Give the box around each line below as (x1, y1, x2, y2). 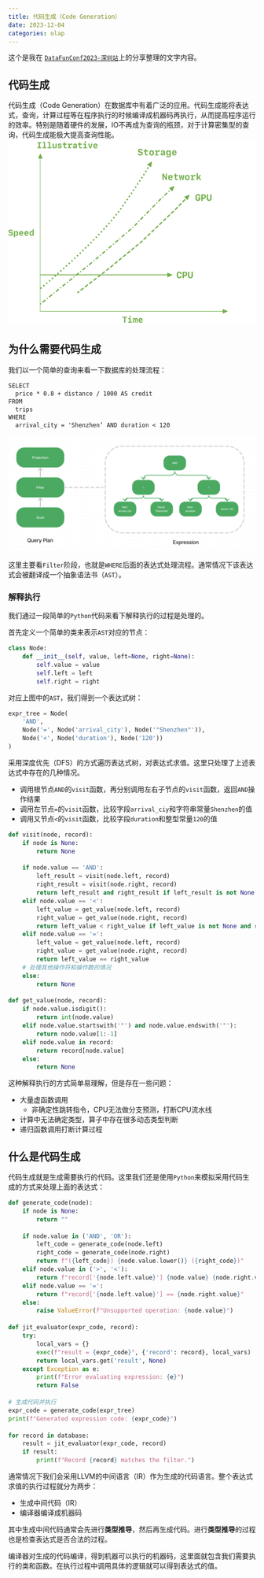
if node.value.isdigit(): (22, 1005, 108, 1013)
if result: (22, 1448, 58, 1456)
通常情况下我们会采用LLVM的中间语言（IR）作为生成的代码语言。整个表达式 (8, 1472, 253, 1481)
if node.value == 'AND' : (22, 864, 104, 872)
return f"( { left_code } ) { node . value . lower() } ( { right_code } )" (36, 1257, 244, 1265)
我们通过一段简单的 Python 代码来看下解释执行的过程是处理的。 (8, 611, 208, 620)
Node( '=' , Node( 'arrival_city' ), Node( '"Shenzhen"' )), (22, 726, 206, 734)
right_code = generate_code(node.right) (36, 1249, 170, 1257)
